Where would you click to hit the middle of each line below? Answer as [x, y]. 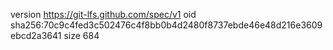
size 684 [81, 35]
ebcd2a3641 [36, 35]
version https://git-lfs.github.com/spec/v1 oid [103, 14]
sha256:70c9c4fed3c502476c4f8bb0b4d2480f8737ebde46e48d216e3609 [166, 25]
